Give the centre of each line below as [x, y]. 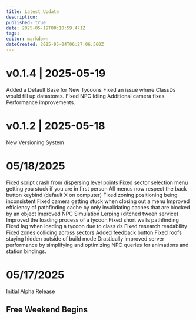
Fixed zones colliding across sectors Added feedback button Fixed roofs [94, 232]
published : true [26, 22]
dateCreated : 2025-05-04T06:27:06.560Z [55, 45]
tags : [13, 34]
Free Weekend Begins [47, 310]
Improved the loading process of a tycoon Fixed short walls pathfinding [93, 220]
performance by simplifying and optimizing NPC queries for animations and [97, 245]
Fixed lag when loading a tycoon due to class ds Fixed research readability [97, 226]
